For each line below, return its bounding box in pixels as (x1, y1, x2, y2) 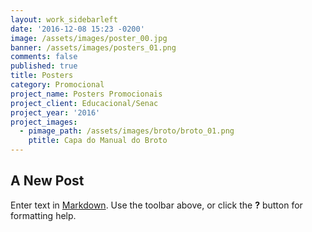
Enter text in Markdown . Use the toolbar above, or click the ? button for (10, 199, 303, 211)
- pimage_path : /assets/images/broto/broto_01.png (19, 126, 235, 136)
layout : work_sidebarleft (10, 14, 118, 25)
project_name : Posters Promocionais (10, 89, 163, 99)
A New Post (10, 172, 85, 190)
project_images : (10, 117, 78, 127)
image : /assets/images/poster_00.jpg (10, 33, 168, 43)
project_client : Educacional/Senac (10, 98, 159, 108)
